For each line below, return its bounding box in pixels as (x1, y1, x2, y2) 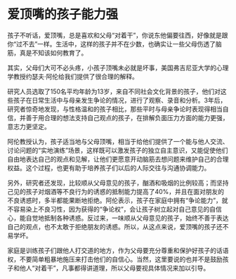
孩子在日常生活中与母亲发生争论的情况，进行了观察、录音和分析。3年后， (13, 96, 227, 104)
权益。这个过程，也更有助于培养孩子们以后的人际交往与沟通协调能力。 (7, 163, 211, 172)
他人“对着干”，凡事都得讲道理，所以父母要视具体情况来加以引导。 (19, 264, 210, 272)
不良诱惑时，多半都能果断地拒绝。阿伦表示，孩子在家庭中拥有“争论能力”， (7, 196, 223, 205)
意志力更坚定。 (7, 122, 51, 131)
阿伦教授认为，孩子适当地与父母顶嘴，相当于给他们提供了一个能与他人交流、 (7, 137, 229, 145)
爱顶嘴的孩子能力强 (7, 6, 119, 22)
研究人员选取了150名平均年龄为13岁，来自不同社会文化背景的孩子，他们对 (7, 87, 221, 96)
